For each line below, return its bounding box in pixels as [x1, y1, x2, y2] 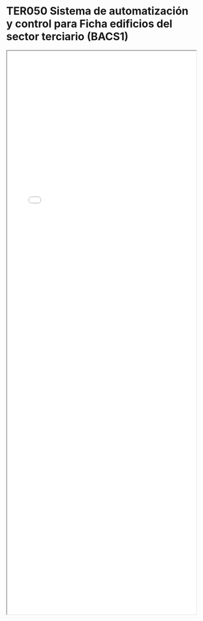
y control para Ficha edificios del [6, 17, 173, 31]
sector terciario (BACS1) [6, 30, 129, 43]
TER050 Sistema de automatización [6, 4, 189, 18]
